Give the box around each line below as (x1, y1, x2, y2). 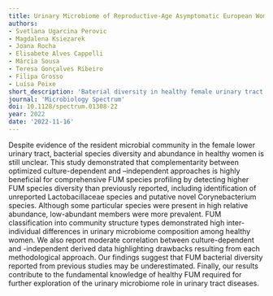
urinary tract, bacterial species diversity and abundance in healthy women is (8, 148, 264, 159)
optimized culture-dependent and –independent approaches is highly (8, 166, 240, 176)
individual (8, 226, 41, 236)
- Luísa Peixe (8, 80, 57, 88)
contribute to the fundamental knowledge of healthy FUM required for (8, 269, 242, 279)
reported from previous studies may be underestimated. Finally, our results (8, 261, 258, 271)
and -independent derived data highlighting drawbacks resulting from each (8, 243, 260, 253)
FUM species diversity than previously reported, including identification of (8, 183, 257, 193)
